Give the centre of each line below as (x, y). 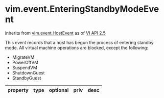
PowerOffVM (25, 62)
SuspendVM (25, 68)
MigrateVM (23, 57)
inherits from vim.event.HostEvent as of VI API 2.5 (56, 33)
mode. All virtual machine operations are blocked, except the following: (77, 48)
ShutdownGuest (28, 73)
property (18, 90)
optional (59, 90)
